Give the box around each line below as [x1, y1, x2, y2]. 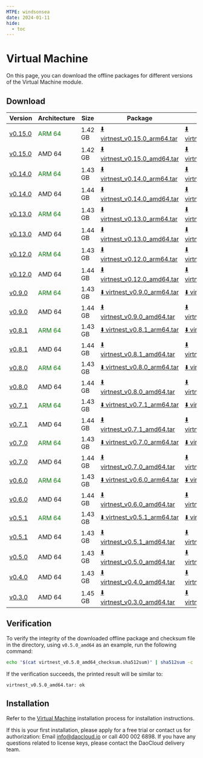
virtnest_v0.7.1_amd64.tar [100, 425, 175, 434]
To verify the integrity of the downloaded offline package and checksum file [6, 634, 195, 642]
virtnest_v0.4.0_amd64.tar [100, 578, 175, 586]
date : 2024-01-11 [6, 15, 50, 21]
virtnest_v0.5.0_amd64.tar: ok [6, 682, 85, 688]
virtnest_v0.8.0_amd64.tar [100, 387, 175, 396]
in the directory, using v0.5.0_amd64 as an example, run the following [6, 641, 177, 648]
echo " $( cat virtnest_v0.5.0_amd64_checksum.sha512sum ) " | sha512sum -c [6, 659, 193, 665]
